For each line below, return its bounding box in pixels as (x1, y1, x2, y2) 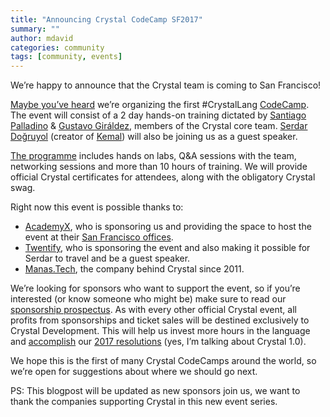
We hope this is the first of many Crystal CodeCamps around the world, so (10, 355, 317, 367)
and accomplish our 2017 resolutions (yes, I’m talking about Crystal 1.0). (10, 336, 307, 348)
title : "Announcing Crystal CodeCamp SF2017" (10, 14, 203, 25)
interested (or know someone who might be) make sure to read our (10, 293, 287, 305)
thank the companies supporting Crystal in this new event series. (10, 396, 278, 408)
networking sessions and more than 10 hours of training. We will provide (10, 161, 308, 173)
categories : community (10, 42, 105, 53)
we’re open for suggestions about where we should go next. (10, 366, 258, 378)
